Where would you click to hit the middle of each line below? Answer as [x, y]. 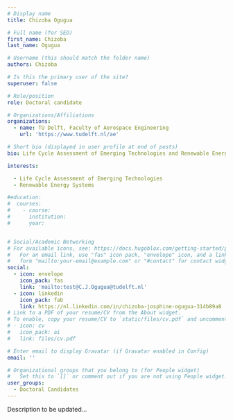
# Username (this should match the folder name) [79, 58]
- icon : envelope [38, 274]
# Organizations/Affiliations [51, 115]
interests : [23, 166]
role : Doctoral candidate [44, 102]
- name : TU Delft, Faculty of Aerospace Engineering [91, 128]
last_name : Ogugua [34, 46]
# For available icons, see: [49, 248]
